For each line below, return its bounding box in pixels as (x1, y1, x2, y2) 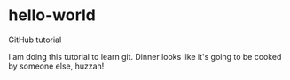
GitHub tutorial (8, 34, 62, 45)
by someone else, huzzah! (8, 61, 105, 71)
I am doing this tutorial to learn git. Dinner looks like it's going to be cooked (8, 51, 282, 62)
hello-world (8, 5, 97, 25)
